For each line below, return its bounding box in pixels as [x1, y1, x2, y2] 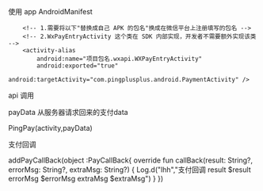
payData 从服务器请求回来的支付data [8, 108, 128, 117]
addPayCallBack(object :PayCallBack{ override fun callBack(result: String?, [8, 155, 253, 165]
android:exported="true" [36, 62, 119, 70]
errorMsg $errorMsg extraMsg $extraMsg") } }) [8, 174, 164, 183]
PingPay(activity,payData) [8, 124, 93, 132]
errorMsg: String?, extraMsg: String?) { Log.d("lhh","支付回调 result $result [8, 165, 251, 174]
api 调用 [8, 90, 34, 100]
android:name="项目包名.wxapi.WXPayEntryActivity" [36, 55, 203, 63]
